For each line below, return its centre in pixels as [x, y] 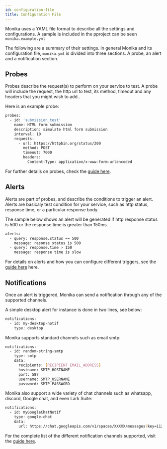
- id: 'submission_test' [35, 120]
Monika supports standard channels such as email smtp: [63, 337]
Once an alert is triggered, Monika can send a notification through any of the [83, 295]
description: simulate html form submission [61, 129]
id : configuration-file [30, 10]
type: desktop [29, 328]
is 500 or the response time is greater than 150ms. [57, 224]
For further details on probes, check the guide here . [58, 171]
